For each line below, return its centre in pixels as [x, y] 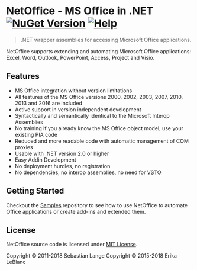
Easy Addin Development [46, 160]
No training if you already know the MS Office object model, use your [99, 128]
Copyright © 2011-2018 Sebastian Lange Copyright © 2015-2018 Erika [92, 256]
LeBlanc [16, 262]
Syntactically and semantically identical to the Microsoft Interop [92, 115]
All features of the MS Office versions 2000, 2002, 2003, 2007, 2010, [99, 97]
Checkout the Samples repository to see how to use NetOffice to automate [97, 205]
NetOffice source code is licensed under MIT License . [72, 245]
